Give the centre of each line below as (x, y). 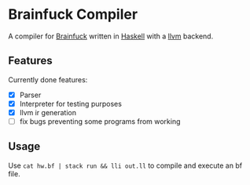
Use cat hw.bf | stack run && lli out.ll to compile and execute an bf (125, 165)
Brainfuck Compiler (73, 15)
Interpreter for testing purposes (70, 103)
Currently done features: (48, 79)
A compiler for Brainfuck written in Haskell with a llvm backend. (111, 36)
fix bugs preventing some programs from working (100, 121)
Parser (30, 95)
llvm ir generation (48, 112)
